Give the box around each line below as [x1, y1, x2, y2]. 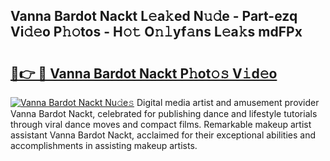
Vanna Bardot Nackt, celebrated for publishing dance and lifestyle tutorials [10, 108, 318, 119]
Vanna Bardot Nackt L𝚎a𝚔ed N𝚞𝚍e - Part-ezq [10, 8, 298, 25]
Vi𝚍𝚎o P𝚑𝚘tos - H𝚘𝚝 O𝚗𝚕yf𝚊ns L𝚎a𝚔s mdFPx [10, 24, 303, 41]
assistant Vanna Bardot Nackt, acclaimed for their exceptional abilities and [10, 129, 316, 141]
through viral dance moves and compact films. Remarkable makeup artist [10, 119, 312, 130]
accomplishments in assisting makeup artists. [10, 140, 198, 151]
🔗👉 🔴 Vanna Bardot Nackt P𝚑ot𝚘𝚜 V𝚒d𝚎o [10, 65, 278, 82]
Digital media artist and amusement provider [136, 97, 320, 108]
